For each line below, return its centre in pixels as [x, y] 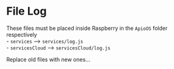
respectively [22, 34]
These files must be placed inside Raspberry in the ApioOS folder [87, 28]
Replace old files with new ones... [48, 59]
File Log [26, 11]
